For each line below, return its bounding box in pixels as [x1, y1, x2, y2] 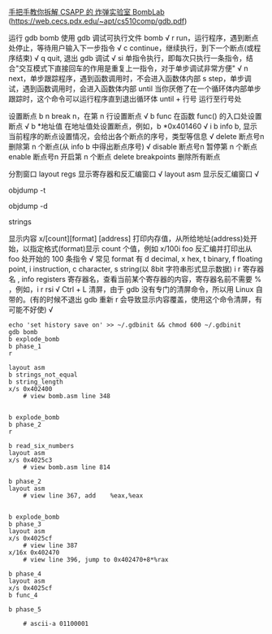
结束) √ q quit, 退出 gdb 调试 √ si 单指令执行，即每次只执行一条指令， [15, 54, 247, 63]
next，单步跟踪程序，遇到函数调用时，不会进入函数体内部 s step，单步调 [8, 74, 252, 83]
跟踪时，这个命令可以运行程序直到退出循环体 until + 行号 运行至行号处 [8, 94, 242, 103]
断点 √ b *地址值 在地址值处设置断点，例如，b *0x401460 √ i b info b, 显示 [8, 121, 258, 131]
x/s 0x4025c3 [8, 456, 53, 464]
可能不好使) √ [8, 305, 54, 315]
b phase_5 [8, 606, 42, 614]
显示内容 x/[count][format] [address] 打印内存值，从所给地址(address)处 [8, 234, 251, 243]
